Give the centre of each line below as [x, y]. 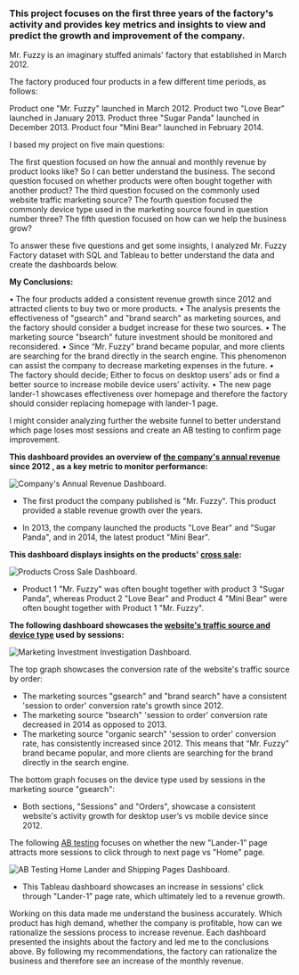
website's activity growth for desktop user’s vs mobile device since [145, 816]
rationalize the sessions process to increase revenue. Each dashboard [138, 933]
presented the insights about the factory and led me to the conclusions [139, 942]
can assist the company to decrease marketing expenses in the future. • [141, 366]
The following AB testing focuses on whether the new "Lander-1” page [138, 843]
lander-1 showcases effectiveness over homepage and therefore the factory [149, 394]
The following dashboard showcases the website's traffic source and [140, 625]
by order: [26, 679]
